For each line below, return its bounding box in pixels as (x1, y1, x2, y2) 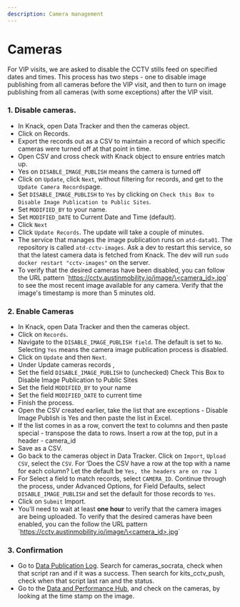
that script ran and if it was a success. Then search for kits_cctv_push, (17, 569, 225, 578)
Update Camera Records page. (17, 182, 102, 191)
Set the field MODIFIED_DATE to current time (17, 391, 143, 400)
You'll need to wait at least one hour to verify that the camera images (17, 505, 222, 513)
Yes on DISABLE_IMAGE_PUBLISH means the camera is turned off (17, 167, 201, 176)
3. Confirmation (7, 546, 64, 556)
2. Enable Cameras (7, 306, 74, 316)
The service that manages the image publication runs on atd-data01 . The (17, 235, 233, 244)
